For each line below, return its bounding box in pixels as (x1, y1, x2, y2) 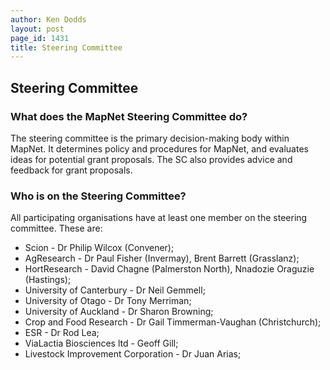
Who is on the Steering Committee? (10, 189, 187, 203)
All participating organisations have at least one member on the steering (10, 212, 308, 224)
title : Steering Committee (10, 42, 123, 53)
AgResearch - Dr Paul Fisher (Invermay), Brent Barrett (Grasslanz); (24, 252, 300, 265)
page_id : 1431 (10, 33, 70, 43)
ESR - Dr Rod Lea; (24, 327, 100, 339)
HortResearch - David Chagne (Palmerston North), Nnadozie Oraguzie (24, 263, 315, 275)
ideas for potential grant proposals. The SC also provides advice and (10, 153, 293, 165)
